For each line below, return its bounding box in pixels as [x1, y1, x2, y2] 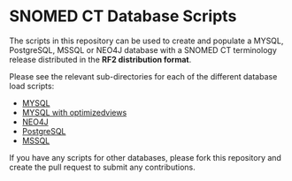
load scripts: [9, 80, 55, 91]
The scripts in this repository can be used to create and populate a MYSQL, [9, 35, 284, 46]
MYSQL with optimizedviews [21, 107, 127, 117]
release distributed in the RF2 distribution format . [9, 54, 192, 64]
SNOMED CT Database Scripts [9, 6, 237, 26]
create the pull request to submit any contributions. [9, 162, 196, 172]
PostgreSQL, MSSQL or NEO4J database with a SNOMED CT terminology [9, 44, 277, 55]
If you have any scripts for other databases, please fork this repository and [9, 152, 281, 162]
